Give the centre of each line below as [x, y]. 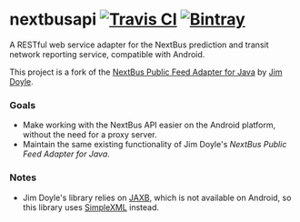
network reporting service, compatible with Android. [107, 54]
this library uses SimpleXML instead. [90, 207]
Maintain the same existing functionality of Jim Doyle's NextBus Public [155, 145]
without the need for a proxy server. [90, 135]
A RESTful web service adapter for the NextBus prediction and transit [139, 45]
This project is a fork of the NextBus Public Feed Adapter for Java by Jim [146, 72]
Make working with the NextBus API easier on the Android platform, [149, 125]
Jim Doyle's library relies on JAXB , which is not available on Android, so [157, 197]
